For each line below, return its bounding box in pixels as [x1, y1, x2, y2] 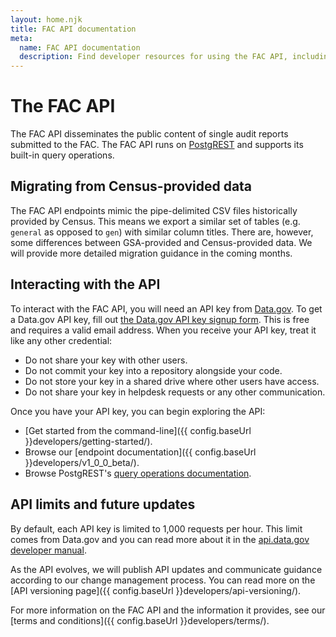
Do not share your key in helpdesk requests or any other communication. [24, 386, 326, 398]
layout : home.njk [10, 14, 83, 25]
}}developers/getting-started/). [24, 435, 153, 447]
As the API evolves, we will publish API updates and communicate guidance [10, 563, 323, 575]
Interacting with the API [10, 276, 161, 293]
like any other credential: [10, 334, 113, 346]
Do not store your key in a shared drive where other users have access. [24, 375, 320, 387]
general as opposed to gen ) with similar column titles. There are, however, [10, 226, 314, 238]
